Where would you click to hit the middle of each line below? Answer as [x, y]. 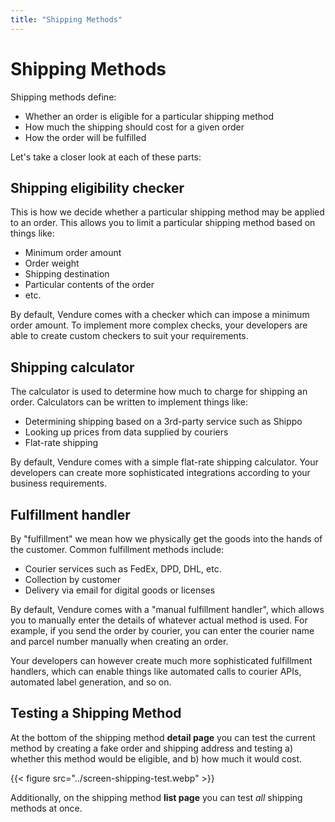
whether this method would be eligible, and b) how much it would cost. [156, 758]
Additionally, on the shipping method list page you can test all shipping [156, 797]
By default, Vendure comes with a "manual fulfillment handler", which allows [167, 609]
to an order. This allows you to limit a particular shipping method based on [163, 223]
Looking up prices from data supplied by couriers [126, 432]
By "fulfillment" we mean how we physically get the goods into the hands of [166, 539]
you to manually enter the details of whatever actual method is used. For [159, 620]
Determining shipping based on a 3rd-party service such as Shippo [163, 422]
